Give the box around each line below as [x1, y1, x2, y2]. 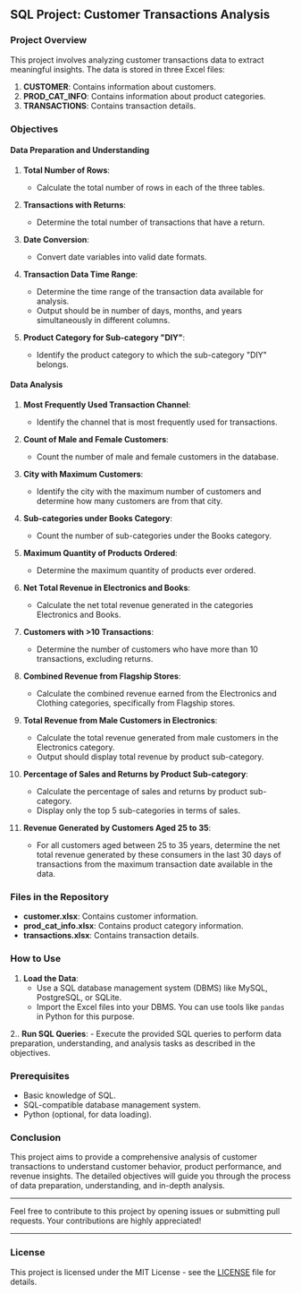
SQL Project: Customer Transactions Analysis [10, 7, 271, 22]
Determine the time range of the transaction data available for [36, 286, 263, 296]
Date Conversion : [22, 234, 90, 244]
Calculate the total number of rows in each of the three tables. [36, 182, 265, 193]
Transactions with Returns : [22, 199, 126, 210]
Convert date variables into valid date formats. [36, 251, 207, 262]
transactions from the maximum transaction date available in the [36, 859, 273, 870]
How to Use [10, 953, 62, 965]
